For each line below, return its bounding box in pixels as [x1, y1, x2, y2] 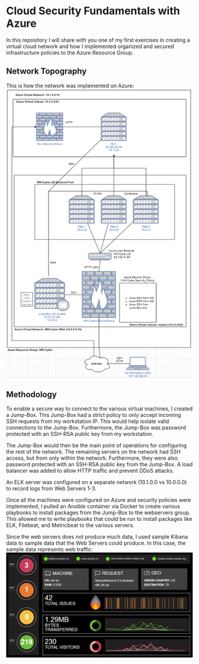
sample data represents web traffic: [6, 545, 93, 553]
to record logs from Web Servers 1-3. [6, 485, 97, 492]
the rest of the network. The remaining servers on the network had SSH [6, 448, 181, 455]
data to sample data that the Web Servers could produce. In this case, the [6, 539, 186, 546]
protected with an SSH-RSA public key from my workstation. [6, 430, 154, 437]
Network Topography [6, 67, 87, 77]
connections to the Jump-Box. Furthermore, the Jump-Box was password [6, 423, 187, 431]
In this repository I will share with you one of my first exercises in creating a [6, 36, 191, 43]
